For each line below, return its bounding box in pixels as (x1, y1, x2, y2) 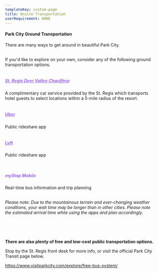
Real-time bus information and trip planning (5, 185, 92, 191)
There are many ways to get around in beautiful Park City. (5, 42, 120, 48)
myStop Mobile (5, 173, 36, 178)
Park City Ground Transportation (5, 31, 72, 37)
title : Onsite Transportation (5, 12, 66, 16)
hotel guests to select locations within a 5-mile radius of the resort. (5, 95, 139, 101)
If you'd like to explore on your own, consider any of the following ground (5, 56, 151, 62)
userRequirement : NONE (5, 16, 51, 21)
